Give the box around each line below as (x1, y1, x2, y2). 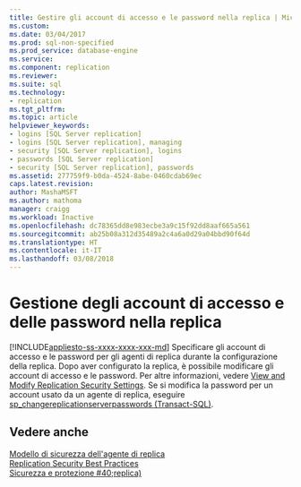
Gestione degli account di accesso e (9, 293, 285, 313)
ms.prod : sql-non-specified (9, 38, 115, 47)
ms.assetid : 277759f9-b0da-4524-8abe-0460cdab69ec (9, 171, 202, 180)
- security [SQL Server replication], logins (9, 146, 182, 155)
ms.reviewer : (9, 72, 58, 81)
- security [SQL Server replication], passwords (9, 163, 194, 172)
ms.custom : (9, 21, 50, 30)
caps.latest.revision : (9, 180, 94, 189)
